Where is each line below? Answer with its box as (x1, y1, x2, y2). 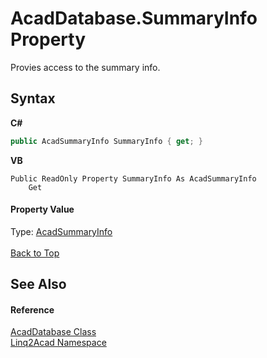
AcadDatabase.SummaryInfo (10, 7, 258, 30)
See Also (10, 276, 67, 293)
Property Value (10, 203, 75, 216)
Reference (10, 303, 55, 316)
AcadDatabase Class (10, 326, 97, 338)
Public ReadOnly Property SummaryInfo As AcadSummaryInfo (10, 173, 257, 184)
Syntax (10, 90, 56, 107)
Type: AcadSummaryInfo (10, 225, 113, 237)
